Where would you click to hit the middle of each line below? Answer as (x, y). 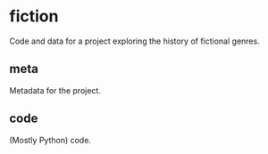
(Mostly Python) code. (50, 140)
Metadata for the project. (55, 90)
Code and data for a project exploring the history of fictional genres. (135, 41)
